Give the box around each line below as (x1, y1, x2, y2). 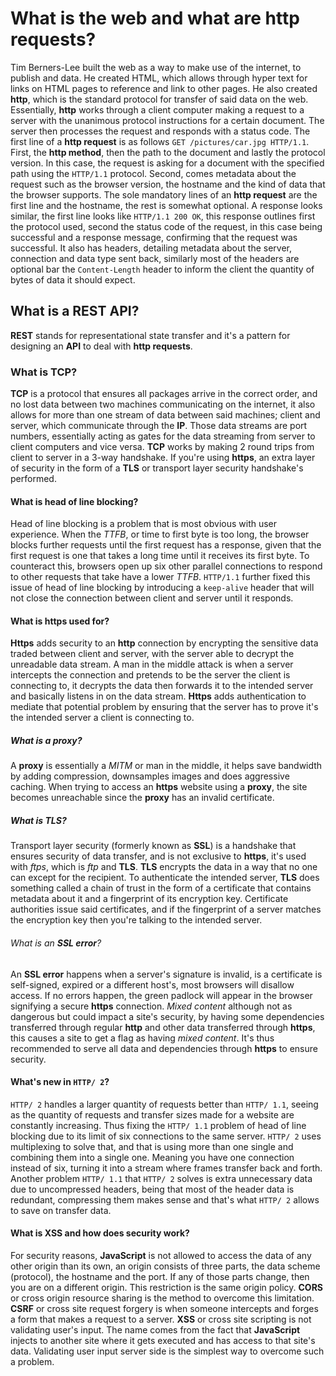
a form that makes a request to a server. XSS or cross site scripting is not (10, 1313, 312, 1325)
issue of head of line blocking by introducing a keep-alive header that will (10, 582, 315, 594)
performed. (10, 473, 57, 485)
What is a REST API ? (10, 303, 140, 320)
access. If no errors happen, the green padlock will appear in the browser (10, 989, 313, 1001)
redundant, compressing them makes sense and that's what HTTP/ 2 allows (10, 1193, 320, 1206)
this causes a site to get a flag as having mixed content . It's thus (10, 1032, 275, 1044)
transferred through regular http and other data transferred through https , (10, 1021, 316, 1033)
